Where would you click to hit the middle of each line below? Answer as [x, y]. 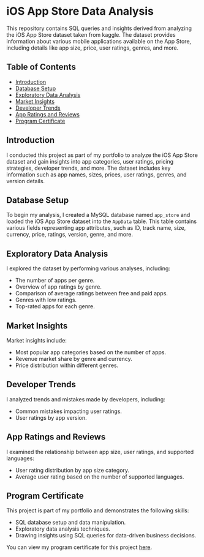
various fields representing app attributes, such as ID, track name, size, [96, 228]
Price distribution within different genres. [67, 365]
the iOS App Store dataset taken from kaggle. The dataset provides [91, 34]
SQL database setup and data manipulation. [70, 523]
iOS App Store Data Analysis [80, 11]
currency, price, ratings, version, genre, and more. [70, 235]
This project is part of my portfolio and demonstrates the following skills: [98, 510]
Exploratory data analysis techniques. [62, 529]
